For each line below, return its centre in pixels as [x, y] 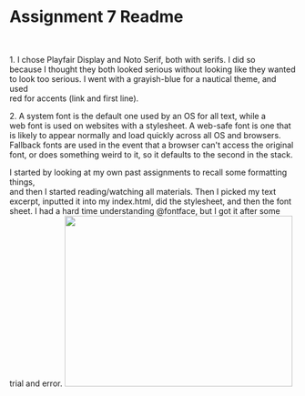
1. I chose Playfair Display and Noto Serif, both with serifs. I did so [132, 59]
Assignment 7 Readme [97, 17]
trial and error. [36, 383]
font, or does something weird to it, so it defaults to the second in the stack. [151, 154]
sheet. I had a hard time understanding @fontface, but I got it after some [145, 210]
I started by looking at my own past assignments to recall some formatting [148, 172]
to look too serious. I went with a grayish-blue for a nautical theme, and [143, 78]
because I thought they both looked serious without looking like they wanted [152, 69]
